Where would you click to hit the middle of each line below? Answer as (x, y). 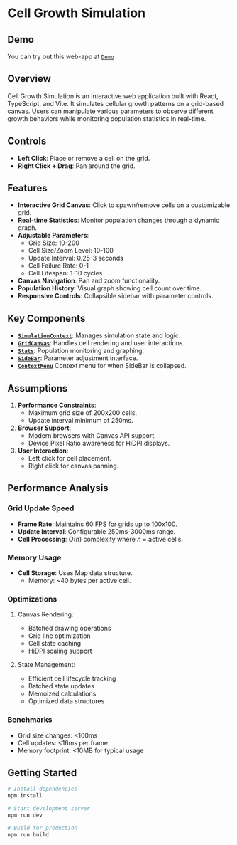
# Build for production (43, 828)
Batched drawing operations (70, 629)
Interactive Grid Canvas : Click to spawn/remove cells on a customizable (124, 205)
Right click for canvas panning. (73, 466)
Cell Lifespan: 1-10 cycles (65, 273)
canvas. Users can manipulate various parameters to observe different (111, 111)
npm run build (28, 834)
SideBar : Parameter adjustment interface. (78, 358)
